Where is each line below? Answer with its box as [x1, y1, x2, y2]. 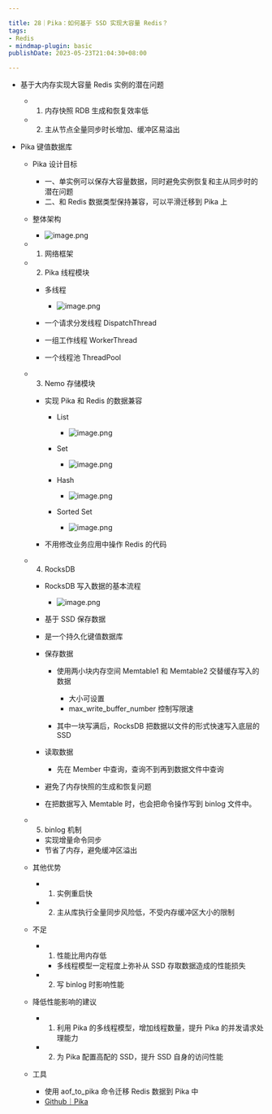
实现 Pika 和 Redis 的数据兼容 [44, 396, 143, 406]
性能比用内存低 [56, 950, 107, 961]
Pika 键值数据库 [19, 142, 73, 151]
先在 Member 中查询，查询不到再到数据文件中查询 [56, 765, 225, 774]
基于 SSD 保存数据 [44, 614, 106, 624]
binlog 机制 [44, 825, 82, 835]
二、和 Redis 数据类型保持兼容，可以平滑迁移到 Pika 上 [44, 197, 228, 207]
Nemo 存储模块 [44, 379, 96, 388]
